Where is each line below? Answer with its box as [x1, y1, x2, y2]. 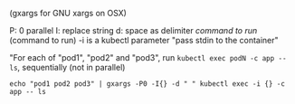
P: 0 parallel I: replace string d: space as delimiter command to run [9, 25, 258, 35]
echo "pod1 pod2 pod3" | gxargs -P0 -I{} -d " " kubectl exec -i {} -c [9, 80, 285, 89]
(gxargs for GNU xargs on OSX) [9, 8, 127, 18]
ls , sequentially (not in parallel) [9, 62, 126, 72]
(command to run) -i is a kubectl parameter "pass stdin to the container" [9, 35, 279, 45]
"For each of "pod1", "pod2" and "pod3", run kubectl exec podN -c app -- [9, 52, 287, 62]
